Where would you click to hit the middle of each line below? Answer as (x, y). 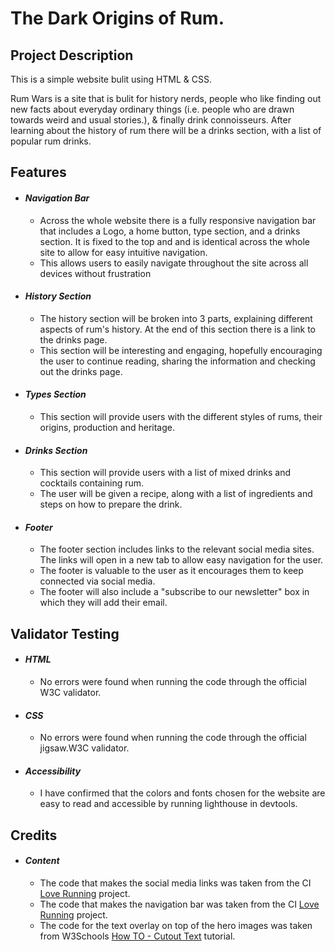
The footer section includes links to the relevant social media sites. (177, 549)
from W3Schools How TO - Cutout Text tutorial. (137, 936)
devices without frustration (95, 273)
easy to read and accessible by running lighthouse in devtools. (168, 804)
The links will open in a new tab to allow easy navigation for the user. (181, 560)
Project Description (72, 55)
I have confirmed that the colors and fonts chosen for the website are (182, 793)
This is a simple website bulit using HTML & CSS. (111, 79)
